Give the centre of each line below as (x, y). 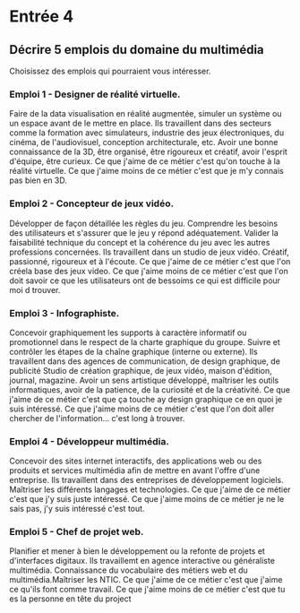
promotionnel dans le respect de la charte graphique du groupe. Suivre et (145, 341)
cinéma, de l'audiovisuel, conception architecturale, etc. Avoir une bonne (144, 142)
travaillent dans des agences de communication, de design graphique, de (145, 361)
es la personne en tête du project (70, 599)
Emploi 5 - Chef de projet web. (77, 532)
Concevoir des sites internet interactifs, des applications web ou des (136, 461)
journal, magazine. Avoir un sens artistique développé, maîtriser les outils (144, 380)
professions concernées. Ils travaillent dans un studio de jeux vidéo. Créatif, (149, 252)
